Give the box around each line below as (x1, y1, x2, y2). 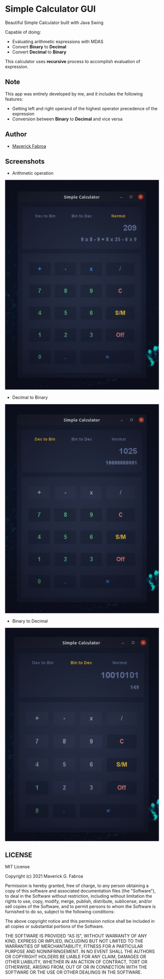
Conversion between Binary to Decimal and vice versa (12, 116, 123, 122)
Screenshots (5, 157, 45, 165)
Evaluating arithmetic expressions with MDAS (12, 38, 104, 45)
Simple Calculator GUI (5, 3, 96, 15)
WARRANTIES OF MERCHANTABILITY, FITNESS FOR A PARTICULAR (5, 943, 143, 949)
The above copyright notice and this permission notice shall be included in (5, 918, 155, 924)
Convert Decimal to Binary (12, 49, 67, 55)
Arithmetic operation (12, 170, 54, 176)
